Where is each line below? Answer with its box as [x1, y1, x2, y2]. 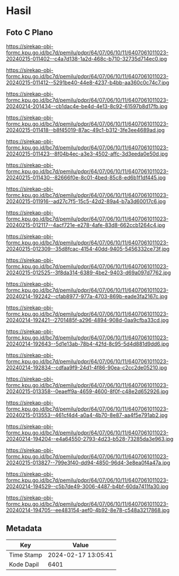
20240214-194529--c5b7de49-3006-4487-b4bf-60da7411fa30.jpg [6, 483, 168, 489]
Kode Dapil [9, 560, 39, 568]
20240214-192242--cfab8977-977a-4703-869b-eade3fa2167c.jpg [6, 293, 168, 299]
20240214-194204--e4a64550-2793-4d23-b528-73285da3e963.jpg [6, 436, 174, 442]
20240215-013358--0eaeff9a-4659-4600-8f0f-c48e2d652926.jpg [6, 388, 168, 395]
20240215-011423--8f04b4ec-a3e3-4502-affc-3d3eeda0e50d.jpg [6, 150, 168, 157]
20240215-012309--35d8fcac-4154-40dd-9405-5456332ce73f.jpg [6, 246, 170, 252]
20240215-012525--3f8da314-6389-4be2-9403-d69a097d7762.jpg [6, 269, 171, 276]
